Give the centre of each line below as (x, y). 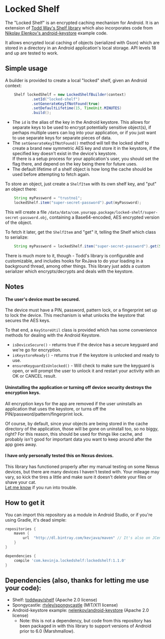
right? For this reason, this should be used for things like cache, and (74, 434)
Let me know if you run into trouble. (41, 487)
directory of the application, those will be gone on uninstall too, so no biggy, (82, 429)
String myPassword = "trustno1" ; (48, 198)
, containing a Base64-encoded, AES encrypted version (103, 217)
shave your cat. (21, 482)
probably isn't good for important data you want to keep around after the (79, 439)
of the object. (19, 222)
